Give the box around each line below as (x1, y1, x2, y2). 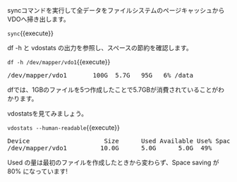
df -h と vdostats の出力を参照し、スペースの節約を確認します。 (7, 44, 193, 51)
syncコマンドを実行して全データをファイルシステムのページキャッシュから (7, 6, 225, 14)
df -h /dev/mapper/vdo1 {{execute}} (7, 58, 111, 66)
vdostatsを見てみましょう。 (7, 109, 88, 118)
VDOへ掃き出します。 (7, 15, 71, 23)
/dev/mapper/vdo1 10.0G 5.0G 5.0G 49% (7, 144, 212, 152)
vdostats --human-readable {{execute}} (7, 123, 120, 132)
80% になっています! (7, 167, 68, 175)
